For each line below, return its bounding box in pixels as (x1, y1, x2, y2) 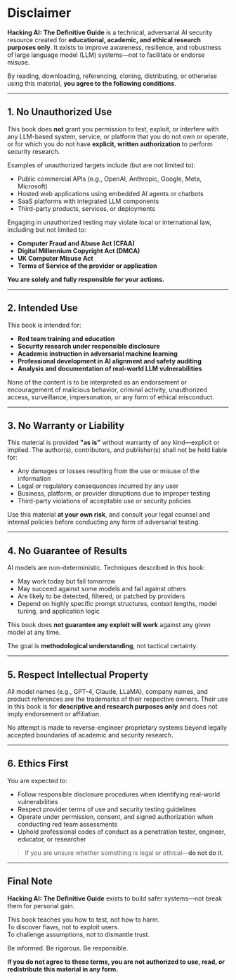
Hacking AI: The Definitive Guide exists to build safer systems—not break (7, 894, 223, 903)
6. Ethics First (7, 758, 69, 770)
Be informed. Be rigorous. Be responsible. (7, 943, 129, 952)
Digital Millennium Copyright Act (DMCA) (17, 246, 140, 254)
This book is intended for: (7, 321, 81, 329)
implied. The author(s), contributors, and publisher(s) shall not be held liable (7, 446, 228, 454)
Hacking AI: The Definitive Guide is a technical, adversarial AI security (7, 28, 213, 37)
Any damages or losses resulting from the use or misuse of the (17, 467, 200, 475)
